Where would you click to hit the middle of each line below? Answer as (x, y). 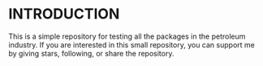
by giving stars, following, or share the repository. (91, 53)
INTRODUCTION (64, 14)
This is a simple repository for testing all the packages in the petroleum (127, 36)
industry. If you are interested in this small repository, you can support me (132, 44)
